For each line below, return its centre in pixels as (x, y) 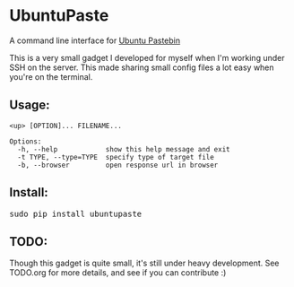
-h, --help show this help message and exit (124, 149)
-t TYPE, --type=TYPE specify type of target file (116, 157)
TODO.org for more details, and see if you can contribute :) (118, 273)
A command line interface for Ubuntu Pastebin (95, 40)
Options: (26, 141)
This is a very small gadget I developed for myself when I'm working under (147, 57)
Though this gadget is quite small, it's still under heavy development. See (144, 263)
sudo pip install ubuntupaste (76, 213)
